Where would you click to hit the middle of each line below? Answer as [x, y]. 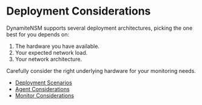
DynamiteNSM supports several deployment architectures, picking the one [99, 28]
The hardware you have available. [57, 46]
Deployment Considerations [79, 11]
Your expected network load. [51, 52]
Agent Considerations [42, 89]
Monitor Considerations [45, 95]
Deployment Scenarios [44, 83]
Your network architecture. [49, 59]
